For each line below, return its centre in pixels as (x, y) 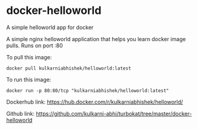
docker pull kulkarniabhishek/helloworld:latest (69, 68)
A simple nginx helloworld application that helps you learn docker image (96, 39)
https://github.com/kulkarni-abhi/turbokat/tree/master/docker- (114, 113)
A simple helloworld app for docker (50, 27)
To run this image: (29, 79)
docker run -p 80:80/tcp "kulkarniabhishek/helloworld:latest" (88, 91)
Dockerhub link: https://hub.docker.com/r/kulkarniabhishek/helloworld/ (95, 102)
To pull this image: (29, 57)
